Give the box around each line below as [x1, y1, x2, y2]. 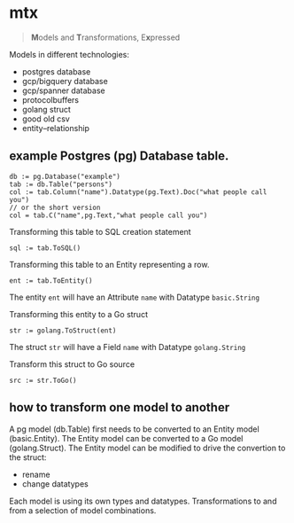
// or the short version [9, 203, 101, 212]
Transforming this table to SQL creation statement [9, 226, 192, 237]
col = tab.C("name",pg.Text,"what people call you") [9, 211, 208, 220]
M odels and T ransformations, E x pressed [30, 32, 181, 43]
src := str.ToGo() [9, 376, 77, 385]
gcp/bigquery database [21, 75, 108, 86]
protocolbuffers [21, 94, 80, 105]
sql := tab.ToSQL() [9, 243, 81, 253]
